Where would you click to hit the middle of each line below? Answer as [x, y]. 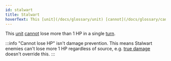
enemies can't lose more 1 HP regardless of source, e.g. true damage [78, 49]
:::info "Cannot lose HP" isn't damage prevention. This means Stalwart [79, 43]
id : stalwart [19, 10]
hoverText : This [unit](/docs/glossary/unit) [54, 19]
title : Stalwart [22, 15]
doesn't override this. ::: [30, 54]
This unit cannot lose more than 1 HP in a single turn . [61, 34]
